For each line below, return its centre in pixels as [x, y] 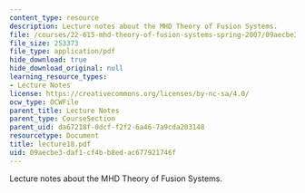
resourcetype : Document [54, 136]
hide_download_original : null [67, 69]
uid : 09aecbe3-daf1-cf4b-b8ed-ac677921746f [93, 152]
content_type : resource [54, 18]
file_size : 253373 [44, 43]
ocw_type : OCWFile [44, 102]
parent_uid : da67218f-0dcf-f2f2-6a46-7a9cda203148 [107, 128]
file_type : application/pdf [63, 52]
